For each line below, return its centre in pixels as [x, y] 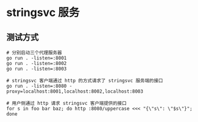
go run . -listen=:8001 [37, 58]
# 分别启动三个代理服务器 [34, 53]
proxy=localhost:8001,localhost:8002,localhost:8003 [75, 91]
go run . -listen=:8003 [37, 69]
